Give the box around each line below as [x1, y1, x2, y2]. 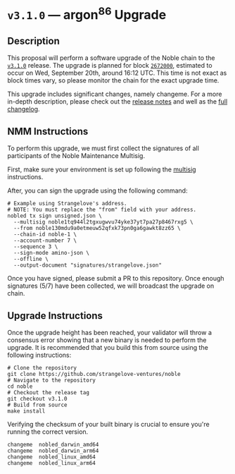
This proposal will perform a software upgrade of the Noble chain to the [7, 54, 216, 62]
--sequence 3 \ [13, 243, 58, 250]
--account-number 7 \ [13, 237, 77, 244]
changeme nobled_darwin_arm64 [7, 447, 99, 454]
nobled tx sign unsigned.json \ [7, 212, 102, 219]
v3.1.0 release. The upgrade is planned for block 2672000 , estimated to [7, 61, 212, 70]
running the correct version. [7, 427, 89, 436]
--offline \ [13, 255, 49, 263]
